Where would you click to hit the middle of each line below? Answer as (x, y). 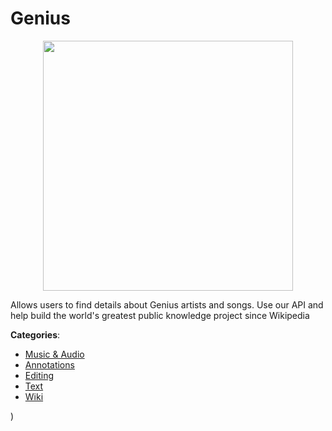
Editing (39, 375)
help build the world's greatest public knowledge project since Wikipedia (160, 315)
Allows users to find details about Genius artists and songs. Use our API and (167, 304)
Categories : (35, 334)
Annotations (49, 364)
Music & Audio (54, 354)
